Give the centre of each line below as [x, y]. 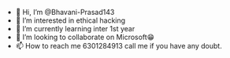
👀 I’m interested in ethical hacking [70, 20]
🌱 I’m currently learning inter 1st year [75, 29]
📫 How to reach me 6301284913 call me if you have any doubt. [119, 46]
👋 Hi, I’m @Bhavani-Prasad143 [65, 12]
